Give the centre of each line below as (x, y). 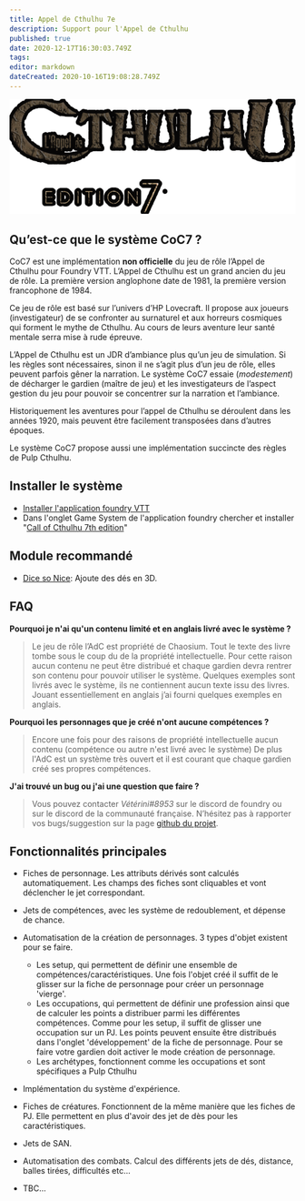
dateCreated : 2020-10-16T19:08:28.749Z (85, 77)
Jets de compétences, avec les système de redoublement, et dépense (154, 911)
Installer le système (66, 486)
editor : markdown (42, 67)
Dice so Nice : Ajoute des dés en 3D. (90, 578)
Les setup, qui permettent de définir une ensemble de (137, 965)
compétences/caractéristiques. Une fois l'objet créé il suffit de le (157, 974)
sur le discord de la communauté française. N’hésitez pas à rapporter (162, 813)
